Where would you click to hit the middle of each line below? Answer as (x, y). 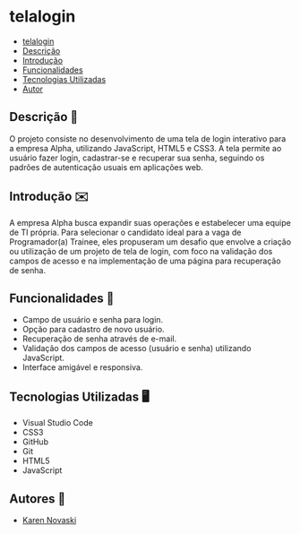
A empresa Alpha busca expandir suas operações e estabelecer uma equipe (150, 222)
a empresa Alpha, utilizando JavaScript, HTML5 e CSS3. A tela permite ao (146, 148)
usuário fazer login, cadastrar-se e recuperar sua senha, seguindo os (137, 158)
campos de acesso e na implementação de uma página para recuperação (145, 261)
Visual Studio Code (58, 423)
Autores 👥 (38, 499)
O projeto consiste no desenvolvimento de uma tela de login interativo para (148, 138)
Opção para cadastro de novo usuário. (93, 330)
